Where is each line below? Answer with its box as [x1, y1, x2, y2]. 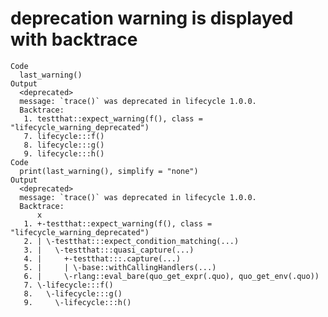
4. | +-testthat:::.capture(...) [23, 253, 182, 264]
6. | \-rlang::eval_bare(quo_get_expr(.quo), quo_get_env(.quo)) [23, 271, 320, 281]
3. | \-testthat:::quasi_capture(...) [23, 245, 195, 255]
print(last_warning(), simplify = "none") [19, 166, 199, 176]
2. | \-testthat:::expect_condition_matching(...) [23, 236, 240, 246]
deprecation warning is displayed [10, 7, 294, 30]
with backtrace [10, 28, 138, 51]
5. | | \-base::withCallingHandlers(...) [23, 262, 217, 272]
